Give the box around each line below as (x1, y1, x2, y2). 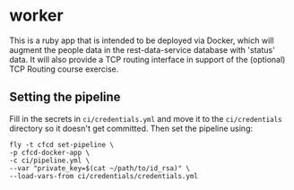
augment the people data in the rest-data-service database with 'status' (9, 44, 275, 55)
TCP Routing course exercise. (9, 64, 119, 74)
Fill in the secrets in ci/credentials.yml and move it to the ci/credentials (9, 113, 282, 124)
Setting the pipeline (9, 90, 121, 105)
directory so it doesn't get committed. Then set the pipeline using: (9, 123, 254, 134)
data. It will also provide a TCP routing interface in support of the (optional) (9, 54, 286, 65)
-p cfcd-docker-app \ (9, 148, 91, 157)
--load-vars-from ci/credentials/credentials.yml (9, 171, 199, 180)
